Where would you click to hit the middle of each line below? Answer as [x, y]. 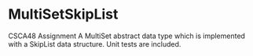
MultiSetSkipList [63, 14]
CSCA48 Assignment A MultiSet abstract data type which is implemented [127, 36]
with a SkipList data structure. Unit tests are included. [95, 44]
